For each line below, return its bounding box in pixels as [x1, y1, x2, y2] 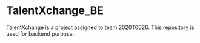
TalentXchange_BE [6, 4, 104, 18]
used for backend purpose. [6, 30, 75, 37]
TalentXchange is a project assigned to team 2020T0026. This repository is [6, 24, 195, 31]
